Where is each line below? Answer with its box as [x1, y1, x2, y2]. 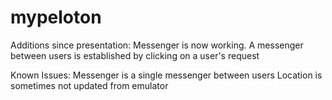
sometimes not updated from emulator [10, 79, 169, 91]
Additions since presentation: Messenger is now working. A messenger [10, 39, 304, 51]
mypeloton [10, 6, 102, 29]
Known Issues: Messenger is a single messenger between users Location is [10, 69, 323, 81]
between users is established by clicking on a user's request [10, 49, 260, 61]
